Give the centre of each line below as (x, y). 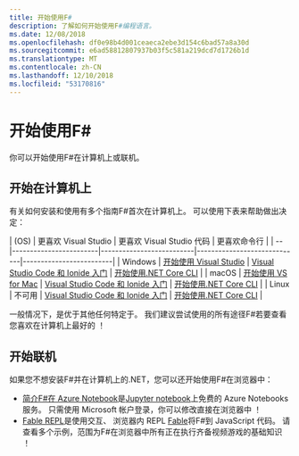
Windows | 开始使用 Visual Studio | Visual (198, 262)
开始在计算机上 (50, 188)
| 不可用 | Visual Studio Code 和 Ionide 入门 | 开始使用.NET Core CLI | (136, 295)
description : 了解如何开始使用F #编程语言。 (83, 26)
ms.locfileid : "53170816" (57, 84)
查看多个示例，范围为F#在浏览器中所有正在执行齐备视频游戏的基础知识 (152, 432)
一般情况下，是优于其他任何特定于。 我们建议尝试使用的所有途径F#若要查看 (148, 314)
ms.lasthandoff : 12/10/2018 (62, 76)
